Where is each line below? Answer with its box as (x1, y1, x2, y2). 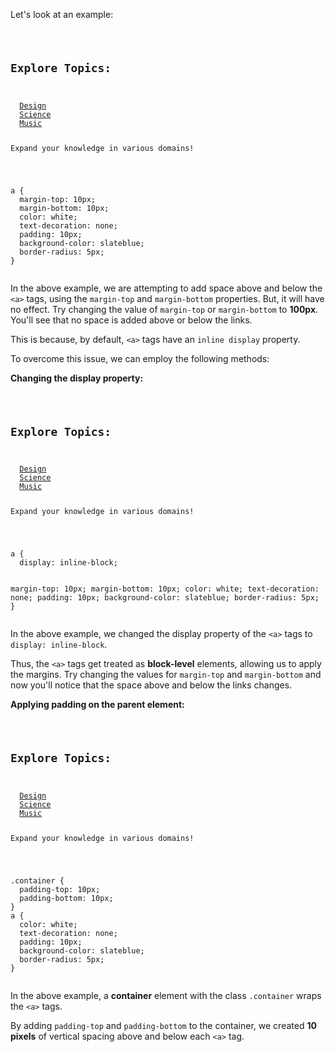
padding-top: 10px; (19, 884, 101, 894)
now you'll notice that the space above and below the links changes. (10, 679, 293, 691)
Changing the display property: (10, 372, 144, 384)
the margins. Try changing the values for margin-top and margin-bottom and (10, 669, 322, 681)
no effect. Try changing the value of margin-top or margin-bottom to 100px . (10, 303, 319, 315)
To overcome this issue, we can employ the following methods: (10, 352, 270, 364)
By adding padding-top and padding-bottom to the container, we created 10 (10, 1019, 317, 1031)
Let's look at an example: (10, 9, 114, 20)
